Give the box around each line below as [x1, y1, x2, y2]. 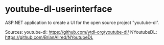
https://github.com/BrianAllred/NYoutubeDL [5, 34, 94, 40]
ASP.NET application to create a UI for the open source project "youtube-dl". [5, 20, 160, 25]
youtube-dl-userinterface [5, 3, 113, 15]
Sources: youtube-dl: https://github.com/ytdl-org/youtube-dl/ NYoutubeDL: [5, 29, 157, 35]
